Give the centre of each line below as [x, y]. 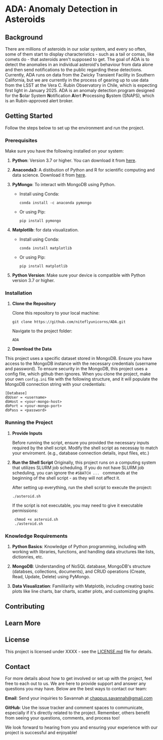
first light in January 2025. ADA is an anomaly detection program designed [80, 90]
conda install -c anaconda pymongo [55, 203]
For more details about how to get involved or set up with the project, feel [79, 679]
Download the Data [32, 349]
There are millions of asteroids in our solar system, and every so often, [76, 49]
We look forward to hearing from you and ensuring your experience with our [81, 727]
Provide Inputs [27, 433]
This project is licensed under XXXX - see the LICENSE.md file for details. [79, 651]
